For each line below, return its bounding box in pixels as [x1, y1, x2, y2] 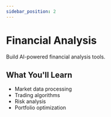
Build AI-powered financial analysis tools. [6, 53, 106, 60]
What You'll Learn [6, 70, 72, 80]
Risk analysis [14, 98, 46, 105]
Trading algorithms [14, 92, 60, 99]
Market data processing [14, 85, 72, 92]
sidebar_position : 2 [6, 8, 57, 15]
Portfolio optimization [14, 104, 66, 111]
